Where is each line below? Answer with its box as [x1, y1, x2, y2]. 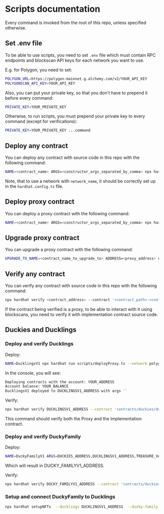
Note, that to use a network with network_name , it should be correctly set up [5, 178, 156, 184]
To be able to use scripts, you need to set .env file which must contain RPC [5, 52, 156, 58]
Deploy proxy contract [5, 198, 75, 206]
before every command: [5, 95, 54, 101]
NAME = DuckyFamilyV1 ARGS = [5, 454, 58, 459]
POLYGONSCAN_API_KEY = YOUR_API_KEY [5, 81, 76, 86]
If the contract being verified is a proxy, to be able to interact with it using [5, 307, 153, 312]
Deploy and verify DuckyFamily [5, 433, 82, 440]
